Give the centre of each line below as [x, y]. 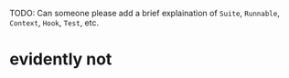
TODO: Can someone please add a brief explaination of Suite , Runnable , [145, 13]
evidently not [61, 59]
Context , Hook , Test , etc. [54, 23]
